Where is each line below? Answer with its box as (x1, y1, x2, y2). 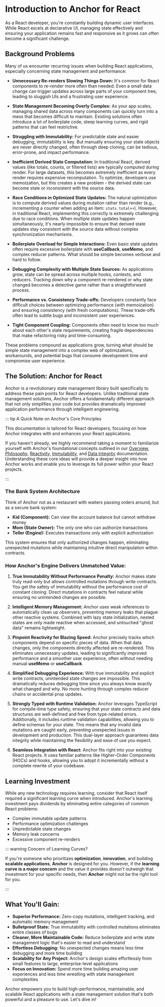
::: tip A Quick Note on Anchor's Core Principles (5, 415, 102, 421)
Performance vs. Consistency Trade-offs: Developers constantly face (12, 297, 157, 302)
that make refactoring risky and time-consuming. (12, 332, 112, 338)
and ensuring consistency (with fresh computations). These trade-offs (12, 307, 155, 313)
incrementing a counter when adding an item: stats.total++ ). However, (12, 205, 158, 211)
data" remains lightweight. (12, 625, 66, 631)
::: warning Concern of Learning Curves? (5, 846, 88, 852)
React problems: (5, 806, 38, 812)
